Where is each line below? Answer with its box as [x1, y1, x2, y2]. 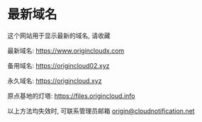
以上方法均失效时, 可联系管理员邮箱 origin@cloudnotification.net [7, 106, 195, 115]
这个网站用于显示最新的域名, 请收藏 [7, 31, 111, 40]
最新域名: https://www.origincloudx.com [7, 46, 125, 55]
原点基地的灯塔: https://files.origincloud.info [7, 91, 135, 100]
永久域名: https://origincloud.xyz [7, 76, 102, 85]
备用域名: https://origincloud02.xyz [7, 61, 110, 70]
